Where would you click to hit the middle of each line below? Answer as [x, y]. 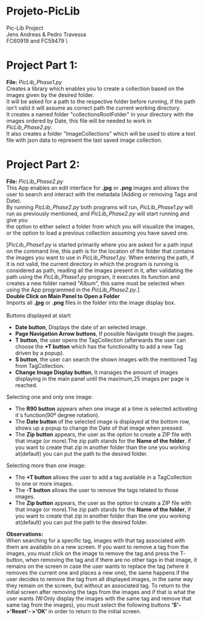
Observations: [25, 534]
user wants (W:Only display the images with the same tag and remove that [99, 598]
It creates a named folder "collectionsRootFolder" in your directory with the [100, 114]
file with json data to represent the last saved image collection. [84, 140]
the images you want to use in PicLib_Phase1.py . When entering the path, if [100, 257]
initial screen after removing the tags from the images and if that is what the [101, 592]
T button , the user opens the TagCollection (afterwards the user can [100, 340]
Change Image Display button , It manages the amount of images [96, 372]
